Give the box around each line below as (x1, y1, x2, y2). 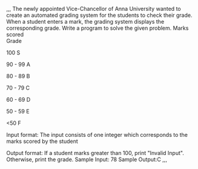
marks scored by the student (6, 138, 79, 145)
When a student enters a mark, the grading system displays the (6, 18, 165, 25)
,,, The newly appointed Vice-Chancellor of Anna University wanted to (6, 5, 181, 12)
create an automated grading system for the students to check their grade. (6, 12, 193, 19)
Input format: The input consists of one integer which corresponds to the (6, 131, 188, 138)
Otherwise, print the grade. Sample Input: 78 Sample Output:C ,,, (6, 156, 168, 163)
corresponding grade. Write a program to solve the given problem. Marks (6, 24, 189, 31)
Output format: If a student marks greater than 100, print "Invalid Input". (6, 150, 185, 156)
